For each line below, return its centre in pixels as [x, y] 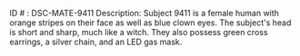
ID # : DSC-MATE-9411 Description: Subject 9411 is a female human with [145, 13]
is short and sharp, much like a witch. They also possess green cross [139, 32]
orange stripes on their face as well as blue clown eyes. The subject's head [150, 23]
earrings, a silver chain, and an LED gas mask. [96, 42]
